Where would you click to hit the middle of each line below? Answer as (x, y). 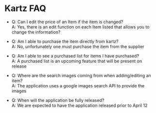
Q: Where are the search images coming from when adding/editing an (81, 75)
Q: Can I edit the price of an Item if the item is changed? (67, 22)
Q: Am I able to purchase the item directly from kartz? (65, 41)
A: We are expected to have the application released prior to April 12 (79, 105)
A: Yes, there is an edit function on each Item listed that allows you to (80, 27)
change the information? (36, 32)
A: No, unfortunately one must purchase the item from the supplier (78, 46)
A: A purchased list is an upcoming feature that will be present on (77, 61)
